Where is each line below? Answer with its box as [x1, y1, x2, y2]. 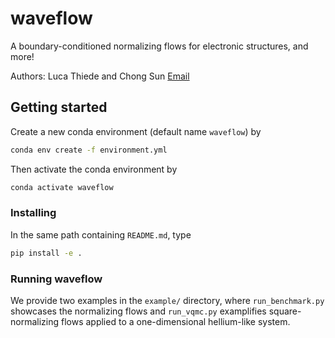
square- [268, 305, 302, 317]
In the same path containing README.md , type [10, 228, 192, 241]
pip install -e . [10, 248, 83, 258]
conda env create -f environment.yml [10, 145, 168, 155]
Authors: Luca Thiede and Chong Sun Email [10, 70, 190, 82]
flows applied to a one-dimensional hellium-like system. [60, 315, 291, 327]
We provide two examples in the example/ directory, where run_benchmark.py [10, 294, 325, 306]
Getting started [10, 99, 108, 116]
